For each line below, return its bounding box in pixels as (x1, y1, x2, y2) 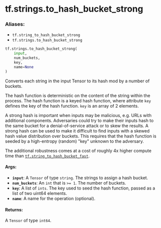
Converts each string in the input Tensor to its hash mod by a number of (5, 78, 150, 84)
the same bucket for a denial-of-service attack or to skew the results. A (5, 123, 149, 129)
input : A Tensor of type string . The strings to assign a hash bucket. (12, 174, 148, 181)
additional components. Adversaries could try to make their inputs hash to (5, 117, 154, 123)
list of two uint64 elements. (12, 190, 67, 196)
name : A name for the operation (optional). (12, 195, 96, 201)
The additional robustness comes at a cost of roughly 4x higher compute (5, 148, 152, 153)
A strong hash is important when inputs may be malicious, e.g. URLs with (5, 112, 152, 118)
